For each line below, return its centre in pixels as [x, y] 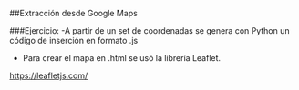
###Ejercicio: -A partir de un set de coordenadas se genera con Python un [149, 30]
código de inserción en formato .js [74, 40]
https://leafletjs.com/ [49, 75]
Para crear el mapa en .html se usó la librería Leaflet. [122, 58]
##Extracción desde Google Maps [74, 13]
